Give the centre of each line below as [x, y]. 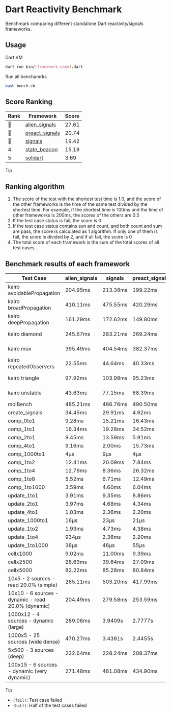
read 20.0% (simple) [33, 585]
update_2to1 [23, 504]
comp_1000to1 [26, 454]
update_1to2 [23, 529]
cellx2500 [20, 562]
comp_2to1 [22, 437]
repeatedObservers [31, 366]
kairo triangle [24, 378]
